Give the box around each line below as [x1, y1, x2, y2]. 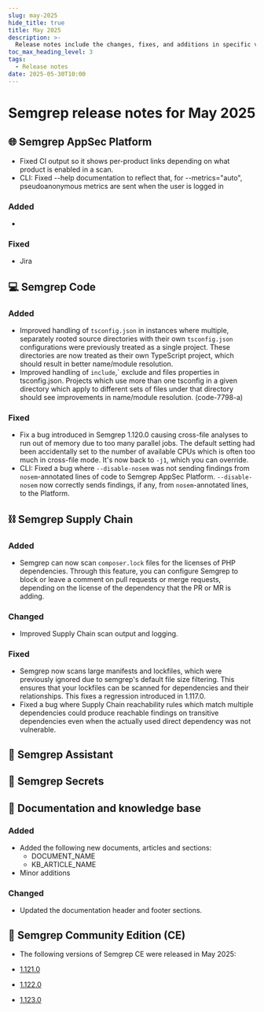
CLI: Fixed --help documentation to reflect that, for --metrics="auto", [19, 172, 243, 182]
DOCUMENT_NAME [31, 851, 96, 861]
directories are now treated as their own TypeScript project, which [19, 350, 234, 360]
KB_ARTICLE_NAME [31, 859, 97, 869]
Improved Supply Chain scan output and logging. [19, 629, 178, 639]
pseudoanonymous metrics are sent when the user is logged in [19, 181, 224, 191]
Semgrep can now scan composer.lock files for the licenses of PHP [19, 558, 236, 567]
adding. [19, 591, 45, 601]
